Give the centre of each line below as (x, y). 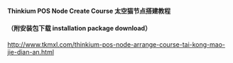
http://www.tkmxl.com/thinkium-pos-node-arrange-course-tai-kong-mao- (116, 44)
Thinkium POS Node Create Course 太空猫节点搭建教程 (89, 11)
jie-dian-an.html (31, 52)
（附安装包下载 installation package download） (79, 28)
